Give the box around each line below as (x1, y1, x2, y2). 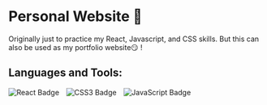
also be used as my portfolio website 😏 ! (8, 42, 143, 52)
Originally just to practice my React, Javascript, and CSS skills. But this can (8, 34, 260, 44)
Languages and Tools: (8, 66, 123, 80)
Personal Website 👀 (8, 7, 143, 26)
